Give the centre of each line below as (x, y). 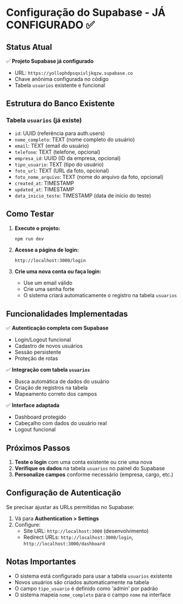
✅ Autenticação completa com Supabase (57, 328)
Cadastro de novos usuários (49, 346)
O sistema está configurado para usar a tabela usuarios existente (94, 576)
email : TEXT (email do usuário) (52, 145)
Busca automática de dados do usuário (62, 382)
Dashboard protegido (40, 417)
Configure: (28, 524)
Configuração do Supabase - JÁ (86, 13)
